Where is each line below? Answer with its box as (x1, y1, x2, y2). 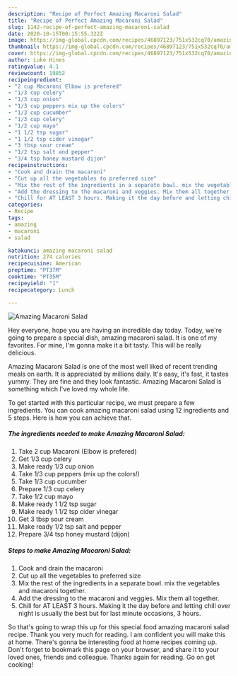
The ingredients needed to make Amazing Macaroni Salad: (8, 430, 186, 438)
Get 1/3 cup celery (18, 454, 73, 464)
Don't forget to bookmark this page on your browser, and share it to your (8, 646, 220, 654)
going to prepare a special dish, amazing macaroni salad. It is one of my (8, 333, 218, 342)
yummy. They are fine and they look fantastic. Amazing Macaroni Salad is (8, 377, 222, 386)
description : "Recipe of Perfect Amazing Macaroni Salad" (8, 10, 182, 18)
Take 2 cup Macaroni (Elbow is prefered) (18, 447, 137, 456)
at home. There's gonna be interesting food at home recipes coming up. (8, 638, 218, 646)
